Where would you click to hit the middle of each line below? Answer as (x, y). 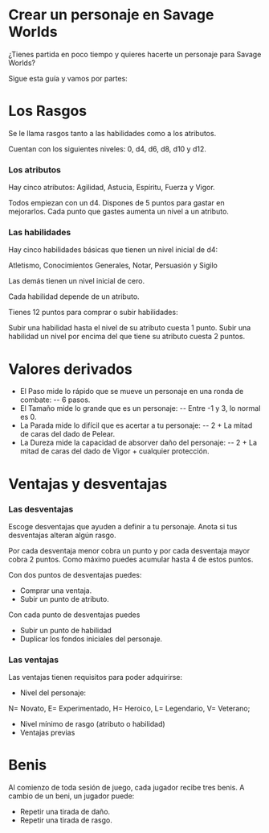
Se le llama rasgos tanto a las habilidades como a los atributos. (112, 133)
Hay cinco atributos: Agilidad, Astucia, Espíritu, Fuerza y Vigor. (112, 188)
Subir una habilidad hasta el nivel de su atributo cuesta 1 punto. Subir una (130, 328)
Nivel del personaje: (53, 693)
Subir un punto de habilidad (66, 630)
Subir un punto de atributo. (65, 599)
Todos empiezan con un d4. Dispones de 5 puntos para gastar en (116, 203)
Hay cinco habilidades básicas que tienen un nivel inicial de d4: (113, 250)
